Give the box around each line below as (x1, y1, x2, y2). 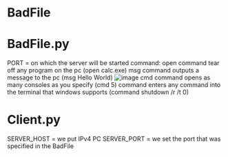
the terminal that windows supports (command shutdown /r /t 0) (7, 88, 189, 97)
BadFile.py (7, 36, 70, 52)
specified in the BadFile (7, 142, 74, 150)
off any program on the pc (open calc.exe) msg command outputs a (7, 67, 200, 75)
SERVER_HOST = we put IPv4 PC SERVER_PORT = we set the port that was (7, 135, 221, 143)
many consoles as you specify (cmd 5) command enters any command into (7, 81, 221, 89)
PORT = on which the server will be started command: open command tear (7, 59, 220, 67)
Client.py (7, 112, 61, 128)
